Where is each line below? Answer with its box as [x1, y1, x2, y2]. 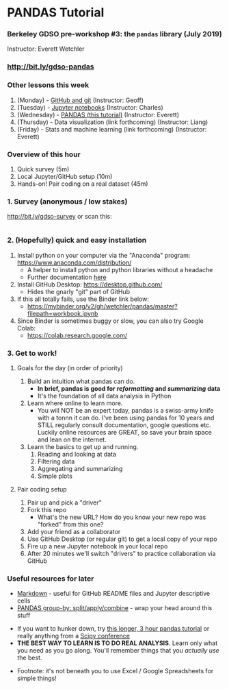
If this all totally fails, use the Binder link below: [16, 295, 149, 303]
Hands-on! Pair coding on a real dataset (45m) [16, 180, 148, 188]
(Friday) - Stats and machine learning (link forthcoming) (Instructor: [16, 125, 207, 133]
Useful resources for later [7, 574, 94, 583]
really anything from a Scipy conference [16, 632, 131, 640]
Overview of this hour [7, 149, 81, 159]
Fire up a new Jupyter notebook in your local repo [27, 542, 168, 550]
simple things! [16, 674, 57, 683]
